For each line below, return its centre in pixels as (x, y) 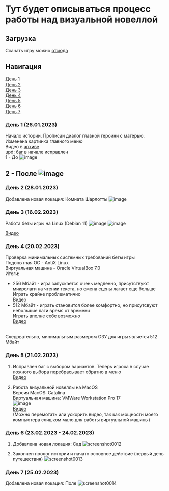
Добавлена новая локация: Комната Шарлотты (57, 199)
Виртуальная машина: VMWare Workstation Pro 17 (66, 398)
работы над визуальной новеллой (82, 20)
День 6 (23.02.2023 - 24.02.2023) (50, 432)
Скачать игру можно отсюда (37, 51)
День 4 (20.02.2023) (32, 247)
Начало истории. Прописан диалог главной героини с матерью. (75, 136)
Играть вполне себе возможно (46, 316)
